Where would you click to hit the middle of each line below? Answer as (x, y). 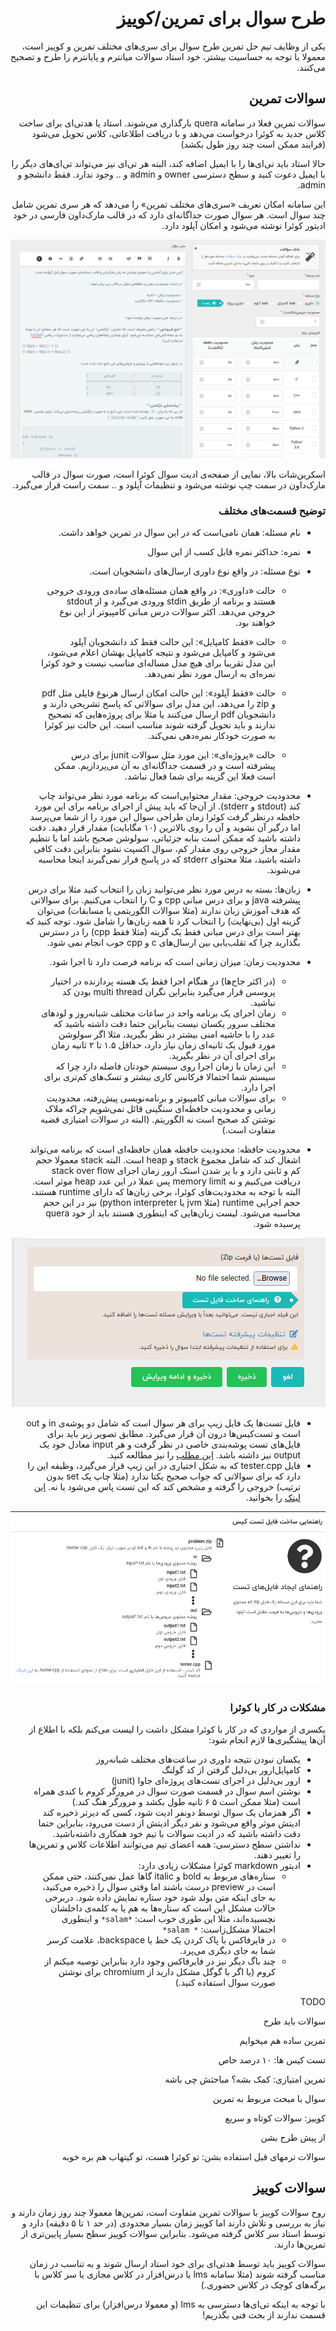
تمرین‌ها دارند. (299, 2244)
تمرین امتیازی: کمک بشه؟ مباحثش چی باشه (245, 2079)
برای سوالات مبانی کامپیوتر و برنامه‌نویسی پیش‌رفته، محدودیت (161, 1098)
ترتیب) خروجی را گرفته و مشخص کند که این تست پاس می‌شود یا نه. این (167, 1487)
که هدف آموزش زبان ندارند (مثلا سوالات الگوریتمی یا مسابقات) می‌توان (169, 911)
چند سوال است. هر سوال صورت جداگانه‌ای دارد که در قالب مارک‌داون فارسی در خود (169, 214)
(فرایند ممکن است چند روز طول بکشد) (253, 144)
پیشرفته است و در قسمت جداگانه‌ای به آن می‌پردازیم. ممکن (165, 766)
